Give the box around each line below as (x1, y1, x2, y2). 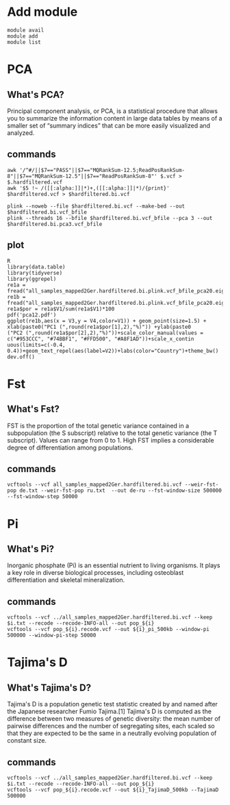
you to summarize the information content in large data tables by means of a (7, 114, 222, 122)
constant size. (7, 736, 47, 745)
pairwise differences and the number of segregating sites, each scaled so (7, 722, 215, 730)
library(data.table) (7, 263, 66, 271)
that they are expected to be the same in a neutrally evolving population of (7, 729, 217, 737)
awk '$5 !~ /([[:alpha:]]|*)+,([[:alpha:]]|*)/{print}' (7, 184, 170, 192)
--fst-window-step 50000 (7, 493, 78, 500)
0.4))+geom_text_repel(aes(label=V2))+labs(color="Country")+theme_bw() (7, 347, 219, 354)
